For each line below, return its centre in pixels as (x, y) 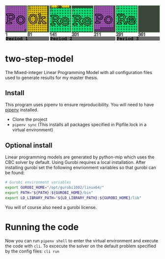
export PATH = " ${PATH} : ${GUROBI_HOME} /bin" (49, 193)
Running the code (42, 227)
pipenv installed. (22, 110)
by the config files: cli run (32, 251)
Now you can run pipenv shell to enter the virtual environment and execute (82, 240)
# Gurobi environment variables (38, 182)
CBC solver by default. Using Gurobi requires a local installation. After (75, 162)
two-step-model (39, 59)
